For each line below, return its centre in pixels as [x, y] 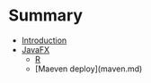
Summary [45, 16]
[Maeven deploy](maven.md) [89, 69]
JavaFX [36, 49]
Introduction [44, 40]
